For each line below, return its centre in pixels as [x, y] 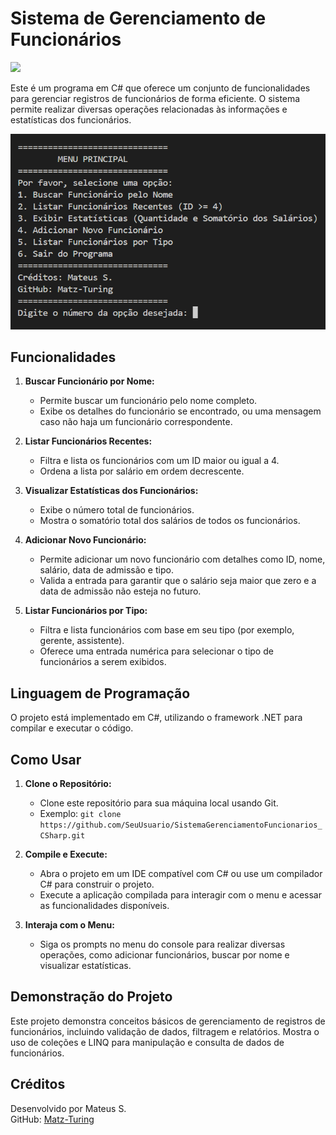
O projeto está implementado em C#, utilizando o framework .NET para [156, 718]
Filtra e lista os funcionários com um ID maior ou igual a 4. [159, 461]
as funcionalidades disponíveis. [104, 906]
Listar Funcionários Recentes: [88, 441]
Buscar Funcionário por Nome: [89, 381]
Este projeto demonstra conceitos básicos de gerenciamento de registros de [168, 1021]
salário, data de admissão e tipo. [106, 570]
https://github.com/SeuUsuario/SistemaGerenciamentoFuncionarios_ [181, 825]
